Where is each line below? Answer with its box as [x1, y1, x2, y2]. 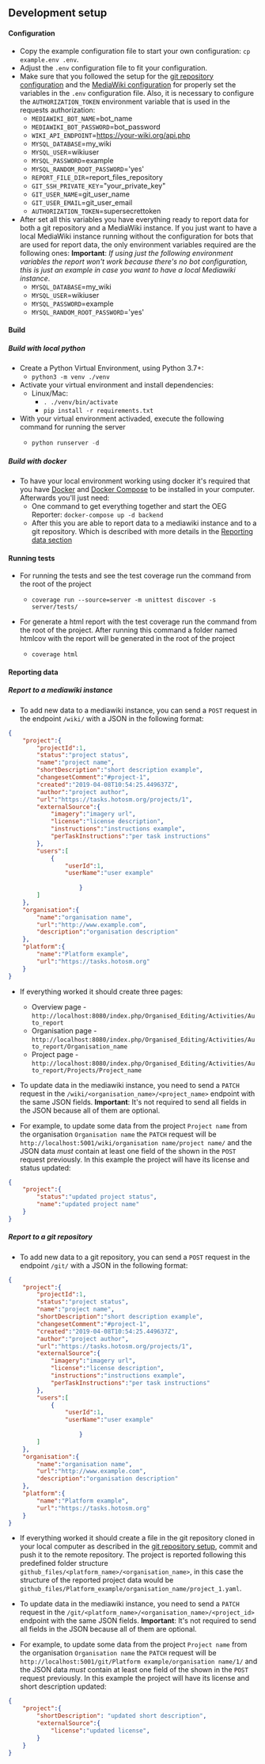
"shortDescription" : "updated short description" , [36, 1712, 207, 1720]
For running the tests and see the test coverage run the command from [19, 571, 252, 581]
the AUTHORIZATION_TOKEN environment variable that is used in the [19, 97, 231, 106]
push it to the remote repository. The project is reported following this [19, 1550, 247, 1560]
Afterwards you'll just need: [19, 493, 110, 502]
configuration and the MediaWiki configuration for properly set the [19, 79, 237, 90]
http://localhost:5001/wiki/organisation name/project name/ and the [19, 1137, 252, 1147]
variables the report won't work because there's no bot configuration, [19, 257, 248, 266]
